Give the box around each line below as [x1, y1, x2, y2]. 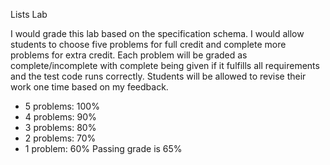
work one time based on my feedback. [10, 81, 169, 93]
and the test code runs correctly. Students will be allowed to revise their [10, 70, 307, 82]
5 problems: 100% [24, 100, 100, 112]
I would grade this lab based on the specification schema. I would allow [10, 28, 305, 39]
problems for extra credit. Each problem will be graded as [10, 49, 248, 61]
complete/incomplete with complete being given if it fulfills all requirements [10, 60, 320, 71]
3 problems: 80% [24, 122, 97, 133]
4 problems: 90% [24, 111, 97, 123]
